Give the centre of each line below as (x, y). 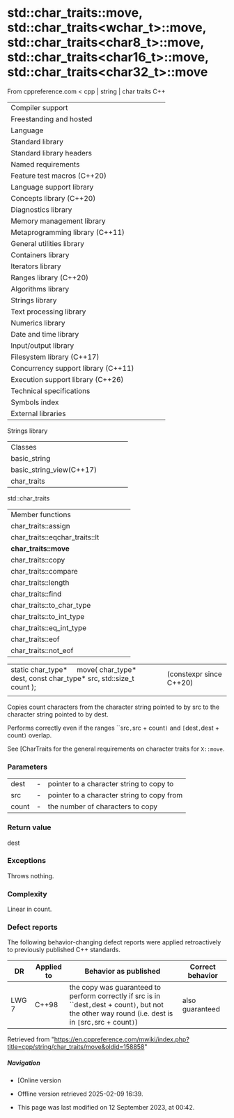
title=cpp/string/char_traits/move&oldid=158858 (76, 1047)
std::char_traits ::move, (75, 13)
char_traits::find (36, 594)
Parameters (27, 767)
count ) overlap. (30, 735)
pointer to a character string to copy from (115, 795)
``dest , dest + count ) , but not (116, 1005)
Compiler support (39, 107)
